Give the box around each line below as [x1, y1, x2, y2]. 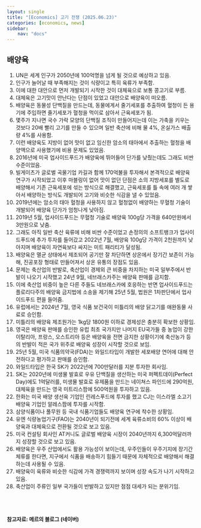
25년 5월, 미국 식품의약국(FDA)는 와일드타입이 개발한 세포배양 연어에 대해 [15, 348, 188, 355]
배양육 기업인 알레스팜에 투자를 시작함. [15, 400, 105, 407]
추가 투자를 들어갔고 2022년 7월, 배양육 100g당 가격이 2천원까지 [36, 236, 187, 243]
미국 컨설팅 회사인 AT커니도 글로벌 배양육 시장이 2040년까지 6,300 [15, 430, 173, 437]
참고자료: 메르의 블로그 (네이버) [7, 515, 80, 523]
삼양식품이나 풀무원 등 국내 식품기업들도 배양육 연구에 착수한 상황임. [15, 408, 174, 415]
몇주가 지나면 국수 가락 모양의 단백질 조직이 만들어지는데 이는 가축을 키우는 [15, 116, 190, 123]
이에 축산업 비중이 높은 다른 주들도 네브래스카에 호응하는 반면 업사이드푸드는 [15, 280, 193, 288]
